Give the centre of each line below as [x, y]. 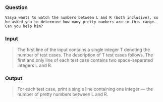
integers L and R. [34, 65]
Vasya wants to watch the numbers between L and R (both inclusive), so [82, 18]
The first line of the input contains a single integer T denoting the [83, 50]
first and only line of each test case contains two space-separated [85, 60]
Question [17, 7]
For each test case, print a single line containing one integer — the [85, 89]
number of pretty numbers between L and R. [63, 94]
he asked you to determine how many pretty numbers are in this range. [81, 22]
